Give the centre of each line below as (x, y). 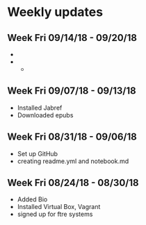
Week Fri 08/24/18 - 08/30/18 (73, 183)
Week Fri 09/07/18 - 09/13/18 (72, 91)
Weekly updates (55, 12)
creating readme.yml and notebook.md (73, 161)
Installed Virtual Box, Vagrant (59, 207)
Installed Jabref (40, 108)
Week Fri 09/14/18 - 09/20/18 (72, 38)
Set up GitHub (37, 153)
